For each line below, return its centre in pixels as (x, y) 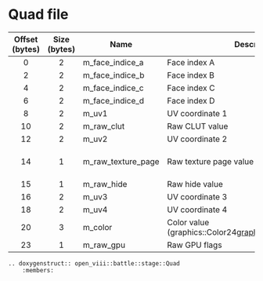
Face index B (191, 75)
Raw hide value (195, 184)
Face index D (191, 100)
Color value (188, 222)
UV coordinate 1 (197, 113)
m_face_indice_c (113, 88)
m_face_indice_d (113, 100)
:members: (38, 270)
